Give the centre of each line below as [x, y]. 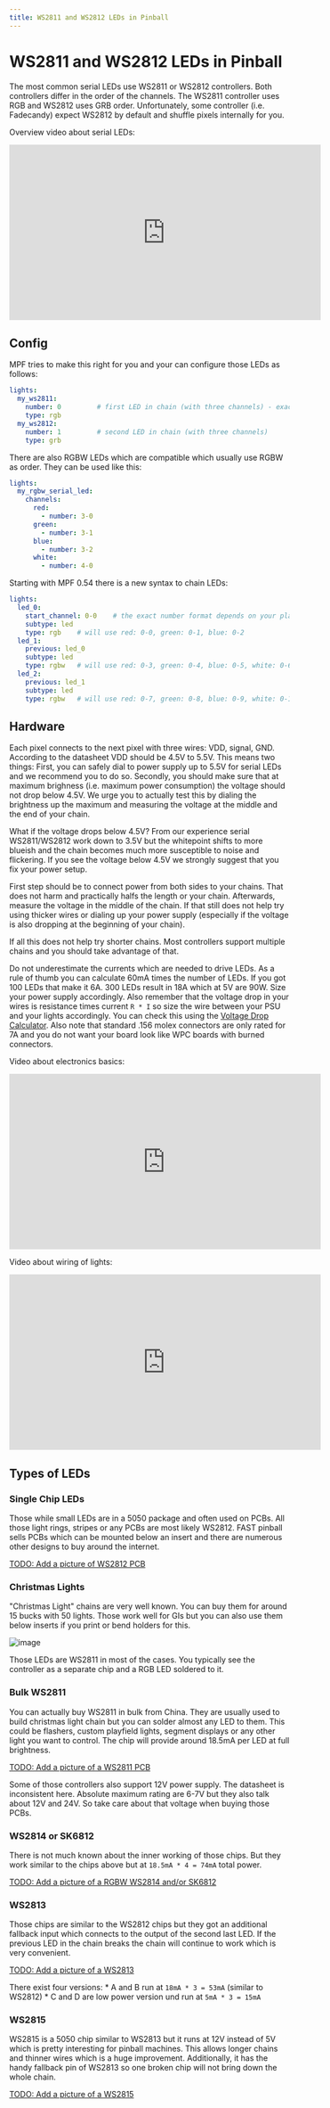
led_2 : [29, 674]
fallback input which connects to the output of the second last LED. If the [143, 1934]
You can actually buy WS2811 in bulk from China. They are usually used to [145, 1711]
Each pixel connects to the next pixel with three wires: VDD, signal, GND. [142, 748]
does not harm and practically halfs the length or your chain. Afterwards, [142, 896]
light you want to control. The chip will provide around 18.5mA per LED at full [149, 1740]
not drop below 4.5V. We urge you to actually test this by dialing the [133, 795]
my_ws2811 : [37, 399]
